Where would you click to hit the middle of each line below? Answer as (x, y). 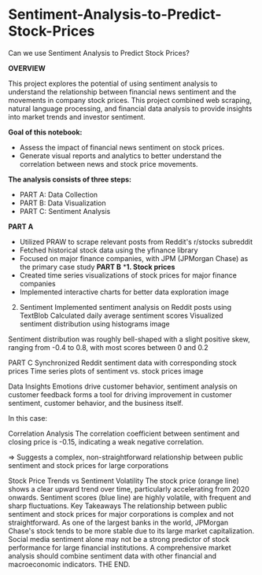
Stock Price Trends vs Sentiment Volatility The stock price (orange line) (124, 481)
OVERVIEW (27, 68)
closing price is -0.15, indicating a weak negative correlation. (106, 441)
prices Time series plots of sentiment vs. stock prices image (106, 370)
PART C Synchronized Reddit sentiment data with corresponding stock (123, 363)
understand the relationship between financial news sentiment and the (122, 91)
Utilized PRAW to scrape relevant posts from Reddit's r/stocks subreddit (136, 241)
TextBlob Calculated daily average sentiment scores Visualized (121, 315)
